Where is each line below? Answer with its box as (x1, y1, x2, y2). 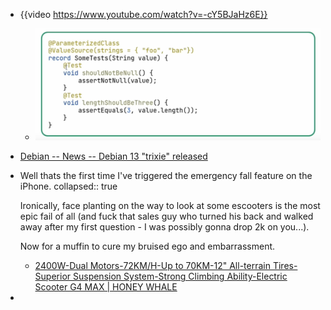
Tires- (272, 260, 298, 272)
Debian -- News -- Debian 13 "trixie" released (19, 150, 208, 163)
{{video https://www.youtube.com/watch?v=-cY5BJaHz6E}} (19, 9, 268, 20)
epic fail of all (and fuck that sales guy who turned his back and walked (19, 210, 314, 223)
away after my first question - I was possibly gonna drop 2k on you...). (19, 221, 310, 233)
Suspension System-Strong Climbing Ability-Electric (72, 270, 288, 283)
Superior (34, 270, 72, 283)
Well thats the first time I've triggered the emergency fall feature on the (19, 170, 313, 182)
